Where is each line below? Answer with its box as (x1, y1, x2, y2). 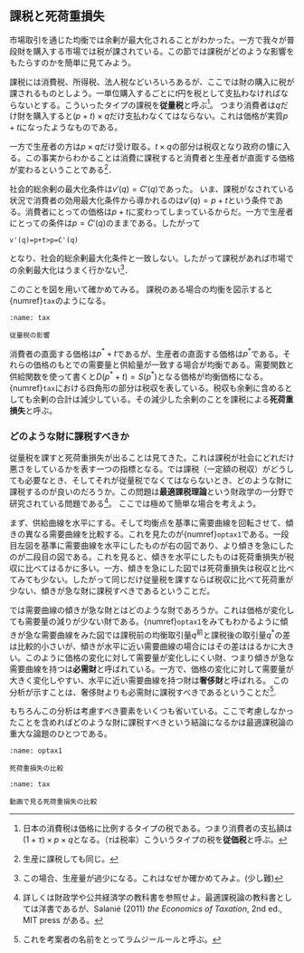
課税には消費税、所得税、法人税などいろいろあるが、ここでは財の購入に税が (9, 76, 295, 87)
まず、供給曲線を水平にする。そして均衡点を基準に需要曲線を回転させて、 (9, 518, 287, 529)
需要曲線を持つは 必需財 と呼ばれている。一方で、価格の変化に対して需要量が (9, 663, 294, 674)
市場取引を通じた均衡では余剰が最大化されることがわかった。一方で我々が (9, 34, 287, 45)
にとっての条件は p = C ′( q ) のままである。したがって (9, 218, 201, 229)
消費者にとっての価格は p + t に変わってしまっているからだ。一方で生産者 (24, 207, 294, 218)
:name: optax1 (9, 746, 63, 755)
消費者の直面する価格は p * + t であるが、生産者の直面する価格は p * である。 (9, 346, 283, 359)
